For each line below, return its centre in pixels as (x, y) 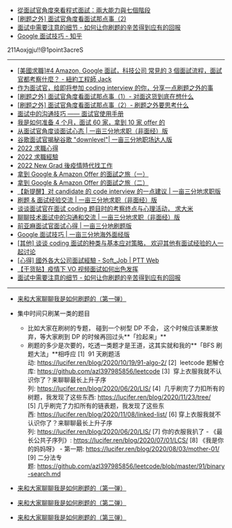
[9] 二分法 (42, 457)
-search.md (44, 474)
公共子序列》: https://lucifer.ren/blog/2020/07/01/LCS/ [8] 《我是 (126, 440)
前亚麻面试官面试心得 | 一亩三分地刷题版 (75, 226)
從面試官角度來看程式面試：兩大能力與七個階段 (84, 10)
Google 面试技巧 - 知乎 (50, 36)
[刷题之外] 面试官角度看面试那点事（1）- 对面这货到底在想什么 (106, 96)
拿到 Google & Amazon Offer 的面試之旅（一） (83, 174)
